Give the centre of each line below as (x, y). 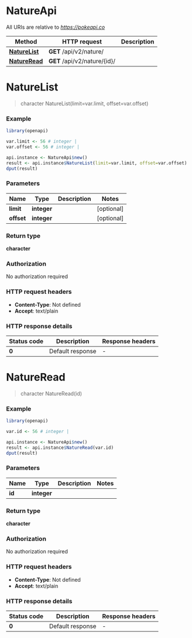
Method (26, 41)
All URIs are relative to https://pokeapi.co (56, 27)
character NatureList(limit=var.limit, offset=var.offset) (84, 103)
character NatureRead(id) (51, 393)
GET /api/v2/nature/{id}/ (82, 61)
